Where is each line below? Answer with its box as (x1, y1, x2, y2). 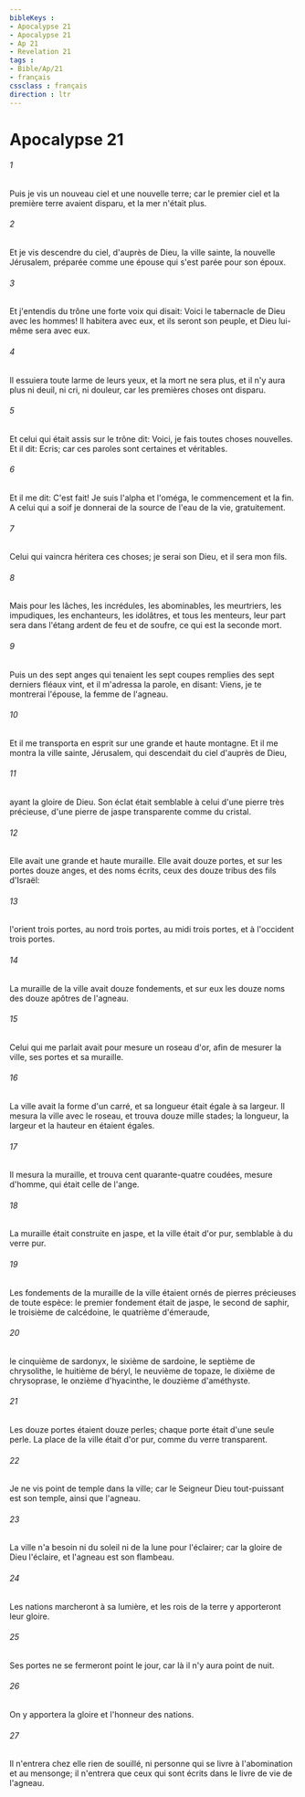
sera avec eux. (35, 325, 90, 336)
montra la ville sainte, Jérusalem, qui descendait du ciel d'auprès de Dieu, (9, 747, 288, 758)
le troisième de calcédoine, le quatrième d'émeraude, (9, 1307, 210, 1318)
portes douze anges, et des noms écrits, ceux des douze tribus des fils (9, 865, 277, 877)
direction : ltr (9, 89, 71, 99)
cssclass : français (9, 81, 89, 90)
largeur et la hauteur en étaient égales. (9, 1119, 155, 1130)
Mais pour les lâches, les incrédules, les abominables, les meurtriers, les (9, 600, 282, 612)
